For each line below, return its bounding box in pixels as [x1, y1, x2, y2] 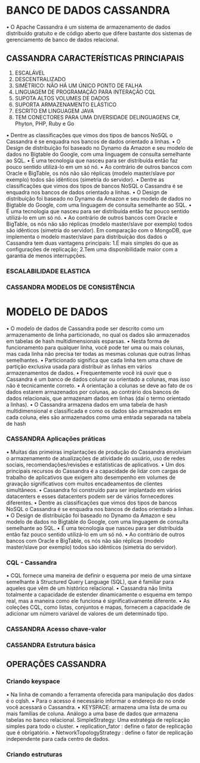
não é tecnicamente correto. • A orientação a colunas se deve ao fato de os [6, 381, 193, 389]
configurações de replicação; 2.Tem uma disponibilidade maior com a [6, 245, 178, 253]
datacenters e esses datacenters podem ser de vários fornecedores [6, 493, 174, 500]
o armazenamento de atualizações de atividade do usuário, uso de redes [6, 454, 186, 462]
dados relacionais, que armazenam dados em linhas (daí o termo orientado [6, 395, 190, 402]
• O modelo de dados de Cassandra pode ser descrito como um [6, 325, 164, 332]
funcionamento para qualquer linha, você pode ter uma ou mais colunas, [6, 344, 185, 351]
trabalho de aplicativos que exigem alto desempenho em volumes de [6, 473, 176, 481]
